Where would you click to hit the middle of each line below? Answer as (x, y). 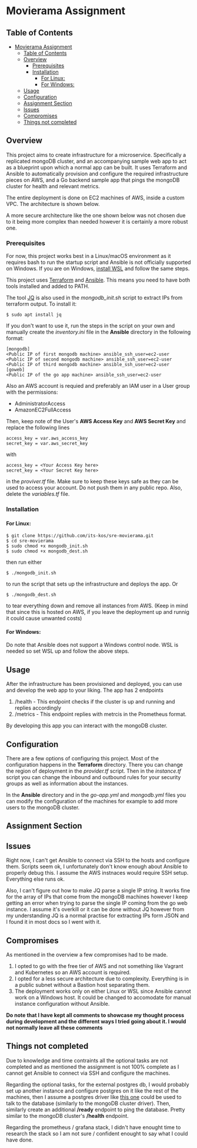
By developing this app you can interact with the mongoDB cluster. (87, 726)
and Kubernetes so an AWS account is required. (73, 973)
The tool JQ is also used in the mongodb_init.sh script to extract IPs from (94, 298)
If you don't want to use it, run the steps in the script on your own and (91, 326)
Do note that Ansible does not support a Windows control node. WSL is (92, 645)
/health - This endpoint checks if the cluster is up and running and (95, 702)
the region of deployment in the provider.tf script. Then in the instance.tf (94, 771)
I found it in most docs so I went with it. (54, 922)
